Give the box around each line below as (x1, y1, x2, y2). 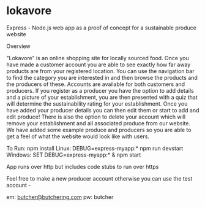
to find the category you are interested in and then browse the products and (6, 74, 198, 81)
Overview (6, 42, 31, 50)
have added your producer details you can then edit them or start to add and (6, 106, 199, 114)
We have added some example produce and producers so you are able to (6, 126, 192, 133)
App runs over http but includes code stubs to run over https (6, 163, 159, 170)
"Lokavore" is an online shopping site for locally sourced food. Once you (6, 54, 189, 61)
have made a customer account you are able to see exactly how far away (6, 61, 191, 68)
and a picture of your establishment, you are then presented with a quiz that (6, 93, 198, 101)
